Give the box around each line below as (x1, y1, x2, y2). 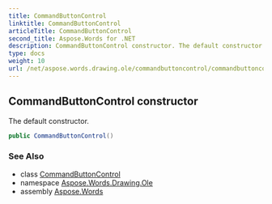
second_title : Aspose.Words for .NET (8, 34, 136, 43)
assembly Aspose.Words (19, 186, 104, 196)
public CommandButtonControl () (8, 131, 114, 140)
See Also (8, 151, 45, 162)
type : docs (8, 49, 45, 57)
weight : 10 (8, 57, 45, 66)
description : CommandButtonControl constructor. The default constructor (8, 42, 263, 50)
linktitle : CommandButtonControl (8, 19, 121, 28)
